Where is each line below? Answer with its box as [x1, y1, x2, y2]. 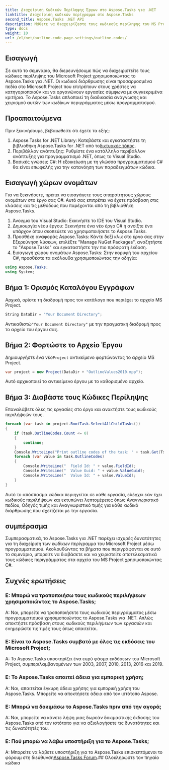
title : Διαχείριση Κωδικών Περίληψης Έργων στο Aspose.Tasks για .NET [5, 7, 156, 13]
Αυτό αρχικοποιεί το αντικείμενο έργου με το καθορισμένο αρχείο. [5, 378, 145, 384]
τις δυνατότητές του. [5, 725, 49, 731]
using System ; [5, 270, 35, 275]
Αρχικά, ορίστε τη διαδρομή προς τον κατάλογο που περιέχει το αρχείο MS [5, 296, 162, 302]
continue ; [23, 440, 44, 445]
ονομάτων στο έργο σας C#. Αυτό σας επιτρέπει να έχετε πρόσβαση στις [5, 197, 159, 203]
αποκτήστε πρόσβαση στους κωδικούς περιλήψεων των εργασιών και [5, 620, 152, 626]
